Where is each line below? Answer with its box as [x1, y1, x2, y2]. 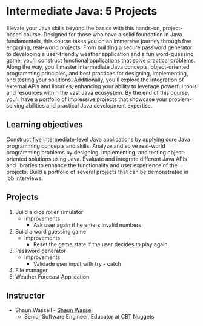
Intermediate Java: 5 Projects [6, 4, 158, 18]
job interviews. [6, 175, 44, 182]
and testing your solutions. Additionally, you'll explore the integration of [6, 76, 184, 83]
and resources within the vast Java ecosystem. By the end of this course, [6, 89, 190, 96]
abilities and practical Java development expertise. [25, 102, 153, 109]
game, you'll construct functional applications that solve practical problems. [6, 57, 196, 64]
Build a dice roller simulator [15, 208, 84, 215]
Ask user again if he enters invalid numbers [33, 221, 142, 229]
